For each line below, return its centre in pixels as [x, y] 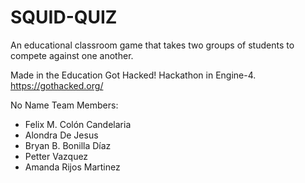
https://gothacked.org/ [57, 85]
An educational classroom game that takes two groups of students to [152, 45]
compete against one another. [72, 55]
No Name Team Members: [64, 105]
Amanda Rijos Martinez [72, 167]
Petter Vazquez [56, 156]
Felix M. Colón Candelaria [78, 124]
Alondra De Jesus [61, 135]
